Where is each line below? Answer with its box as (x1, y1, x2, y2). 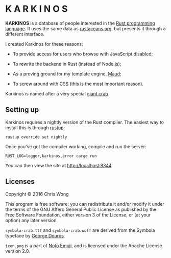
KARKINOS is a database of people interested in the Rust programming (5, 20, 155, 26)
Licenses (5, 177, 35, 186)
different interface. (5, 31, 45, 37)
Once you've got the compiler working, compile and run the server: (5, 143, 146, 149)
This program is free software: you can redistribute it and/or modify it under (5, 201, 164, 207)
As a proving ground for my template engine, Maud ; (12, 70, 121, 77)
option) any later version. (5, 217, 58, 223)
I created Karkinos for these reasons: (5, 41, 83, 47)
